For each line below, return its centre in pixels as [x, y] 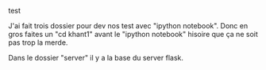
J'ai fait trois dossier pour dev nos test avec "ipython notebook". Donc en [128, 26]
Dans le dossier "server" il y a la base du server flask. [96, 58]
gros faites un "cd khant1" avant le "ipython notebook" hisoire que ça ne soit [133, 34]
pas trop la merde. [38, 42]
